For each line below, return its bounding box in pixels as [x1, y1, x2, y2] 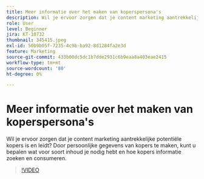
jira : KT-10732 [6, 32, 45, 38]
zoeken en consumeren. [6, 155, 67, 162]
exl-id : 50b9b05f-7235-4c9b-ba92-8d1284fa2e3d [6, 43, 126, 49]
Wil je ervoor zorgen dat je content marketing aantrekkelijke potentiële [6, 135, 182, 143]
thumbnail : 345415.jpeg [6, 37, 67, 43]
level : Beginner [6, 25, 47, 32]
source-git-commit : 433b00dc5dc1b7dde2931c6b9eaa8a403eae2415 [6, 54, 167, 60]
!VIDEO [21, 166, 39, 174]
